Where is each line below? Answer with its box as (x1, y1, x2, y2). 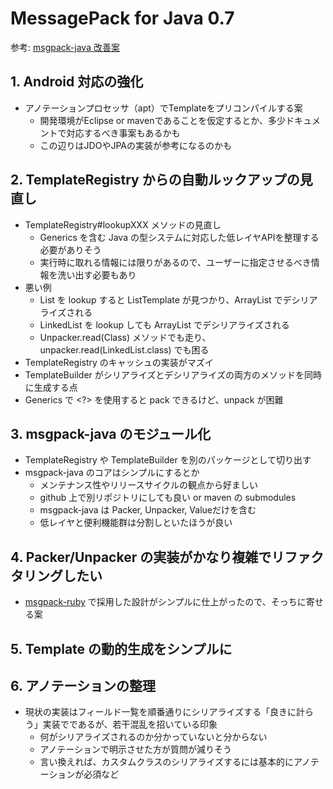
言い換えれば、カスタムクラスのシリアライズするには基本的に (39, 756, 294, 768)
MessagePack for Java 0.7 (10, 7, 235, 30)
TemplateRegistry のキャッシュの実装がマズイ (24, 356, 214, 368)
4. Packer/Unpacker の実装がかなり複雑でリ (10, 548, 285, 566)
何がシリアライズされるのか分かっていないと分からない (39, 731, 268, 743)
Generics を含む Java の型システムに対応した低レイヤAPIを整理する (39, 231, 320, 243)
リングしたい (23, 567, 103, 584)
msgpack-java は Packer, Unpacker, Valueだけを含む (39, 504, 257, 516)
